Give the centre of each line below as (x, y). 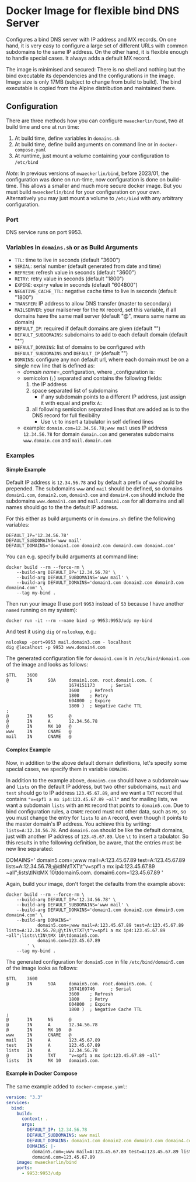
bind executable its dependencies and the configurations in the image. (91, 75)
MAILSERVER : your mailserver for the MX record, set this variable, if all (95, 310)
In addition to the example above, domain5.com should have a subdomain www (97, 780)
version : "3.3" (24, 1097)
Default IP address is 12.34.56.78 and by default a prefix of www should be (94, 482)
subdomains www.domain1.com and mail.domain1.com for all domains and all (95, 501)
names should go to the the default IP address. (62, 507)
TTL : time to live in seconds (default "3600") (67, 260)
